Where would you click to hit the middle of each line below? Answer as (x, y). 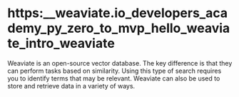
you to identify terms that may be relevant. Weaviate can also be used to (114, 78)
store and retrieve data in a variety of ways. (71, 86)
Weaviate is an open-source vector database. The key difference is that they (120, 63)
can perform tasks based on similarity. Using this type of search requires (115, 71)
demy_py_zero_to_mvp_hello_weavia (119, 28)
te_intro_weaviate (61, 44)
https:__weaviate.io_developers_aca (118, 13)
